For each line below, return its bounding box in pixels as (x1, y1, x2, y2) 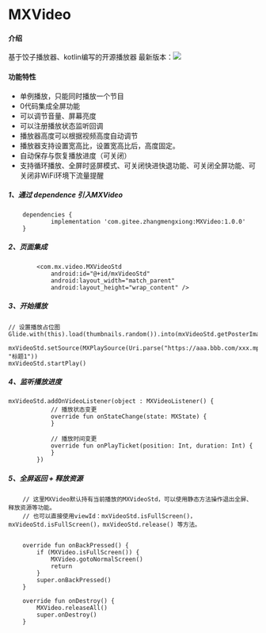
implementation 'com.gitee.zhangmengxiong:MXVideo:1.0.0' (50, 217, 246, 225)
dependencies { (22, 210, 73, 219)
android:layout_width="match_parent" (50, 276, 176, 285)
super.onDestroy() (36, 611, 97, 620)
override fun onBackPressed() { (22, 542, 129, 550)
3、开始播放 (8, 301, 48, 311)
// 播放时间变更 (50, 435, 97, 443)
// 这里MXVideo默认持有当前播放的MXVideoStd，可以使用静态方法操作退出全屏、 (22, 496, 253, 504)
